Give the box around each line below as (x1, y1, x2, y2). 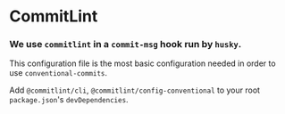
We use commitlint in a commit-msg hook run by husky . (9, 38, 242, 51)
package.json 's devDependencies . (9, 94, 129, 105)
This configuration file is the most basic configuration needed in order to (9, 58, 276, 69)
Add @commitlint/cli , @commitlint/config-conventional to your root (9, 85, 261, 95)
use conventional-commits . (9, 68, 108, 78)
